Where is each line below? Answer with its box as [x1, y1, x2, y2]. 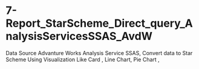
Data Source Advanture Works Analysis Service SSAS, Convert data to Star [5, 49, 193, 56]
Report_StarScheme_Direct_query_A [5, 16, 193, 30]
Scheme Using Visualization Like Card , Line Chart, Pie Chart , [5, 56, 160, 63]
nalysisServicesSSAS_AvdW [5, 30, 152, 43]
